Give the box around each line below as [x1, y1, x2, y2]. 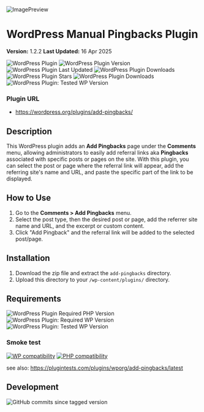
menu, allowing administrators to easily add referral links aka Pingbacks [6, 149, 189, 157]
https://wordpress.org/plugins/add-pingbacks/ [15, 108, 134, 116]
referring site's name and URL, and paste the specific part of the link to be [6, 169, 194, 176]
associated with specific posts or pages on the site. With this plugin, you [6, 155, 189, 163]
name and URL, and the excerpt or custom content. [15, 222, 145, 230]
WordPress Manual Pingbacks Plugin [6, 28, 198, 41]
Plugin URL [6, 94, 40, 103]
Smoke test [6, 338, 41, 347]
